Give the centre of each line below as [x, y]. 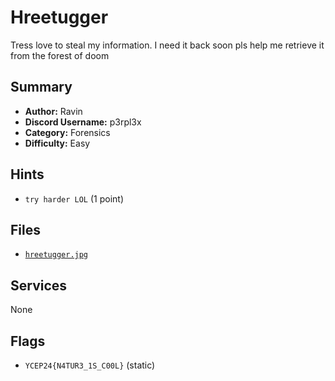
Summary [41, 87]
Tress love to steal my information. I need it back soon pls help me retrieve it [167, 45]
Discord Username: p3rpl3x [83, 122]
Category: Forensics [67, 132]
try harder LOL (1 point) [74, 198]
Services [39, 285]
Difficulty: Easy [57, 143]
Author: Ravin [53, 111]
